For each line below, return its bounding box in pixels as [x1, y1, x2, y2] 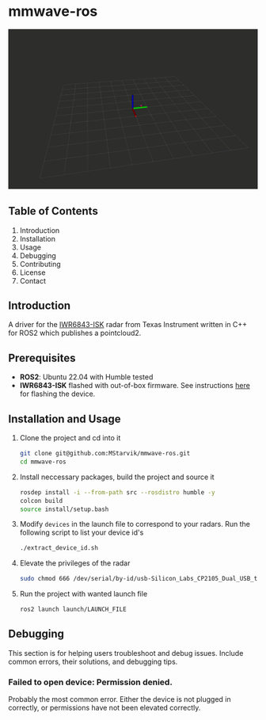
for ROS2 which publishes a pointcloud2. [8, 328, 142, 338]
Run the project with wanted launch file [19, 589, 148, 599]
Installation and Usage [8, 412, 121, 425]
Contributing [19, 259, 61, 269]
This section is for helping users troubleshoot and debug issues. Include [8, 648, 244, 657]
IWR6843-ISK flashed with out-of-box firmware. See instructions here [19, 381, 251, 390]
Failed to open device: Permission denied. [8, 676, 173, 688]
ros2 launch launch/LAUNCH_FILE [19, 605, 127, 614]
